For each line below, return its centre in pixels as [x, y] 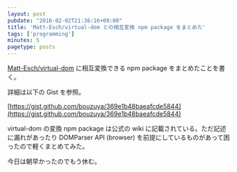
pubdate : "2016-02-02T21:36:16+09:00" [65, 21]
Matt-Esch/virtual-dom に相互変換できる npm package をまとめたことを [113, 68]
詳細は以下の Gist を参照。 [46, 92]
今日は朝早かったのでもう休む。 [54, 161]
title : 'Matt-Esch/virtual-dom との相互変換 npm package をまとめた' [107, 27]
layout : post [27, 14]
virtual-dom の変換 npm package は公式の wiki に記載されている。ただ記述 [117, 128]
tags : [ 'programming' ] [41, 34]
